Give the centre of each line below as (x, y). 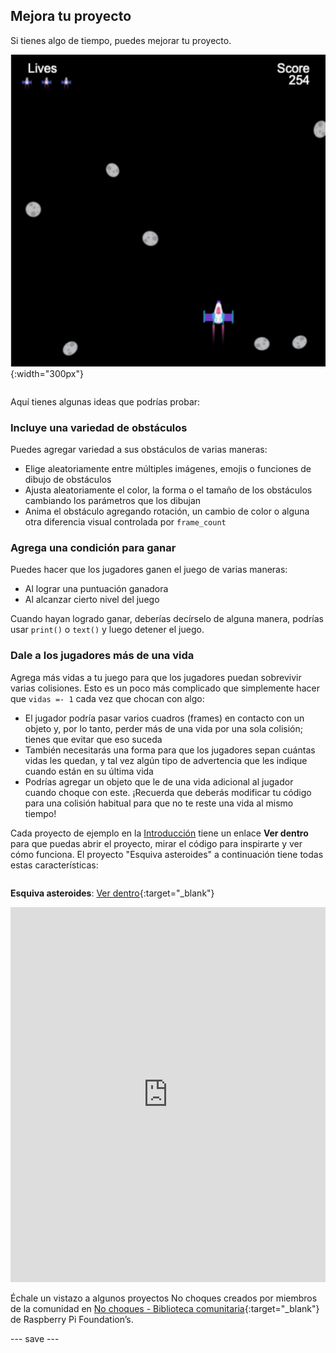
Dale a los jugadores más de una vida (102, 656)
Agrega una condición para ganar (93, 547)
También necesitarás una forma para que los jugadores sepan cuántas (170, 750)
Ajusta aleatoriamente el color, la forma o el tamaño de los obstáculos (168, 490)
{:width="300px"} (47, 373)
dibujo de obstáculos (68, 480)
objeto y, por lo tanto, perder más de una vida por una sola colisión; (163, 728)
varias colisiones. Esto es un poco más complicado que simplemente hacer (165, 688)
